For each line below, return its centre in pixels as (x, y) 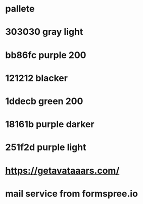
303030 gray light (44, 32)
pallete (20, 9)
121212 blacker (37, 78)
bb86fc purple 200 (46, 55)
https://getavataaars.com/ (62, 170)
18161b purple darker (50, 124)
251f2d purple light (46, 147)
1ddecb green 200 (44, 101)
